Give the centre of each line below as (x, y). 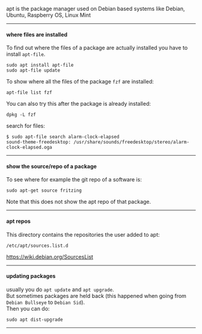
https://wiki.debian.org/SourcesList (50, 257)
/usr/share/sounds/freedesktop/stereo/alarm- (131, 142)
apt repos (19, 221)
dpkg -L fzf (21, 115)
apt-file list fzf (29, 93)
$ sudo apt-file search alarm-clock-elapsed (63, 137)
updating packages (31, 276)
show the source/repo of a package (52, 166)
